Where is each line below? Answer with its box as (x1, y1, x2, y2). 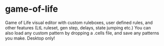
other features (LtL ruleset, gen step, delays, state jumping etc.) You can (5, 24, 151, 30)
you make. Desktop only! (5, 35, 55, 41)
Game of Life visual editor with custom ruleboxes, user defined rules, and (5, 20, 153, 25)
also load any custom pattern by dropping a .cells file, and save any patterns (5, 30, 159, 36)
